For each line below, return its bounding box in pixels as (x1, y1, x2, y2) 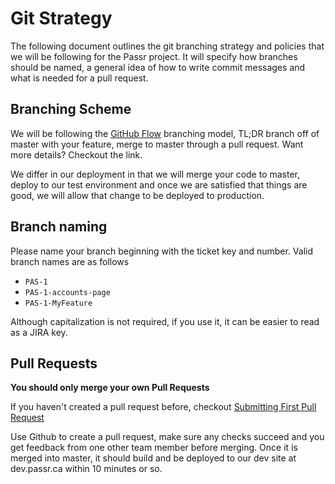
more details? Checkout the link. (10, 148, 143, 161)
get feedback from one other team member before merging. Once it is (10, 442, 298, 454)
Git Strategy (10, 7, 113, 30)
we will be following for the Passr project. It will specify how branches (10, 50, 298, 62)
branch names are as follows (10, 255, 130, 267)
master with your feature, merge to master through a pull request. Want (10, 138, 304, 150)
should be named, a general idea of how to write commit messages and (10, 61, 306, 73)
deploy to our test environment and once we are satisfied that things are (10, 178, 308, 191)
